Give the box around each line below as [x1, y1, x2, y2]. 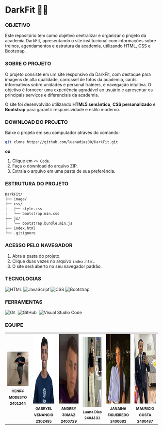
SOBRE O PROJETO [5, 60, 51, 67]
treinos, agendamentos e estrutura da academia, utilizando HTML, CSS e [5, 43, 151, 49]
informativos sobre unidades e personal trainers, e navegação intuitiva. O [5, 82, 151, 87]
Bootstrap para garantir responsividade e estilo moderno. [5, 106, 120, 112]
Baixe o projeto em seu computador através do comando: [5, 130, 120, 135]
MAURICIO [136, 406, 154, 411]
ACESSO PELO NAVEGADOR [5, 242, 73, 249]
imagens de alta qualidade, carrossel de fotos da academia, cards [5, 76, 137, 82]
